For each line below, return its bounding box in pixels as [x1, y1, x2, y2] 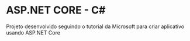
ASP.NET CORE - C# [6, 4, 106, 17]
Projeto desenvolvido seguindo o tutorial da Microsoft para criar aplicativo [6, 23, 185, 30]
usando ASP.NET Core [6, 29, 60, 36]
